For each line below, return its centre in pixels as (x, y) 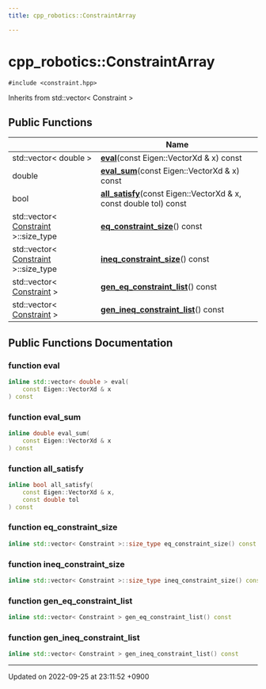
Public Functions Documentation (91, 343)
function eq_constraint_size (63, 527)
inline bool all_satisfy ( (51, 484)
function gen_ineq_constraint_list (74, 637)
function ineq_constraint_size (66, 564)
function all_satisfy (46, 469)
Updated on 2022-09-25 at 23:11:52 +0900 (79, 677)
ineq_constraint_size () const (155, 259)
